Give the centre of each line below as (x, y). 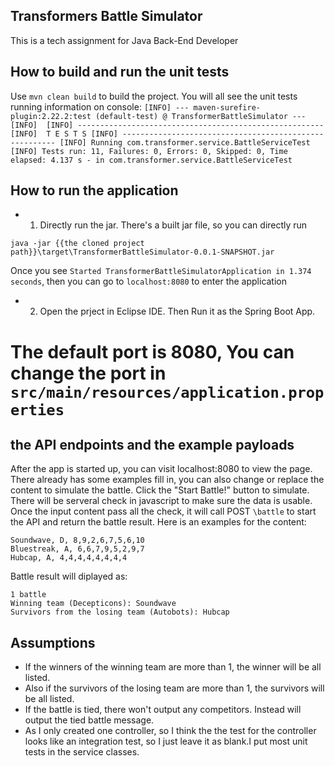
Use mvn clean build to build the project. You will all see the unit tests (154, 96)
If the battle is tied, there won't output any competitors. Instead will (163, 710)
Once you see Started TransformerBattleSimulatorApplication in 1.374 (161, 271)
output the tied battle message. (89, 720)
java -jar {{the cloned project (77, 244)
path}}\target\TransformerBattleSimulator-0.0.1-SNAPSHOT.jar (142, 252)
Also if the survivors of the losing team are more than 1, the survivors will (174, 688)
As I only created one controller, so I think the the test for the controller (170, 731)
